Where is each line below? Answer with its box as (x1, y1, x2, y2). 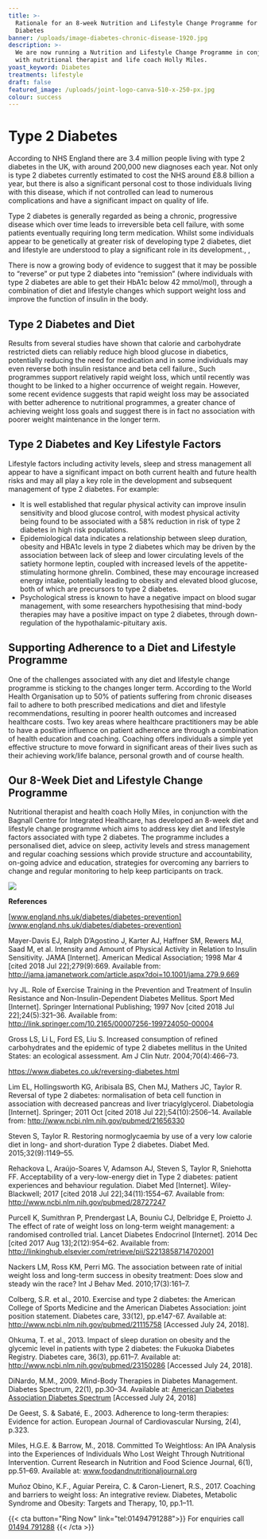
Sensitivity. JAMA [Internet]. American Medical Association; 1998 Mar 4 (8, 953, 242, 963)
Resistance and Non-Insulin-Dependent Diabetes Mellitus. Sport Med (8, 994, 234, 1003)
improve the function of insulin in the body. (8, 294, 149, 304)
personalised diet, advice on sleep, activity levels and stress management (8, 841, 250, 851)
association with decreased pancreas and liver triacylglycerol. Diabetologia (8, 1099, 254, 1108)
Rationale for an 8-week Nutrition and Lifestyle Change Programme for (15, 19, 258, 27)
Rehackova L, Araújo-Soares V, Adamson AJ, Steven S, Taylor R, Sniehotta (8, 1163, 252, 1174)
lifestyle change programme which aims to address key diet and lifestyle (8, 824, 246, 834)
